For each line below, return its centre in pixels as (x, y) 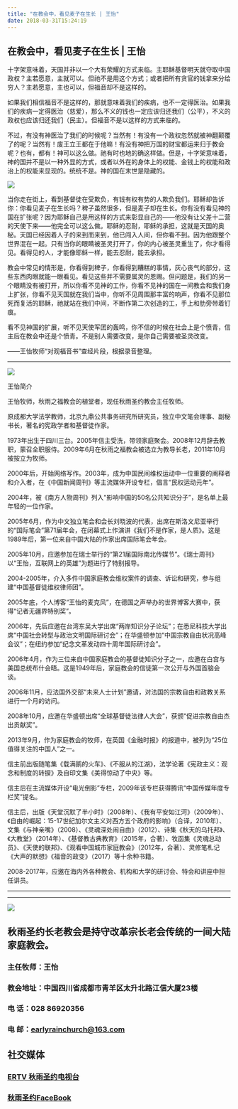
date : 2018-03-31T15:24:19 (47, 21)
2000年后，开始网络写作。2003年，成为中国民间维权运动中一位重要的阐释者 (119, 473)
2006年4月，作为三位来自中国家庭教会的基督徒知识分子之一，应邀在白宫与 (116, 659)
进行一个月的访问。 (35, 701)
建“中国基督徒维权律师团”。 (47, 587)
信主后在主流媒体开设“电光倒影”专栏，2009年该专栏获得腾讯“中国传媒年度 (115, 788)
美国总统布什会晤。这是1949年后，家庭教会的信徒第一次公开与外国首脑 (111, 668)
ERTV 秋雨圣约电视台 (44, 1076)
